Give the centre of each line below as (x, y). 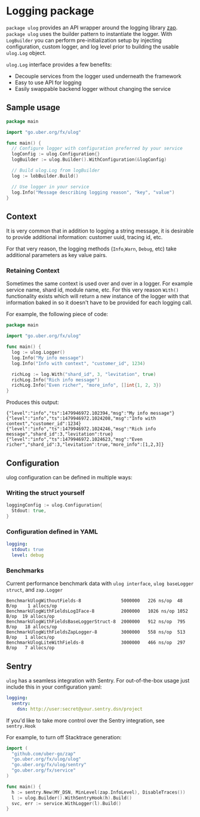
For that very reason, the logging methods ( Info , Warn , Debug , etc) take (92, 249)
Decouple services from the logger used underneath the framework (98, 76)
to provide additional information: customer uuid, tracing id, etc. (84, 237)
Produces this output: (33, 402)
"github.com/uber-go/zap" (44, 754)
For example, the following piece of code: (57, 314)
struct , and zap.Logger (35, 590)
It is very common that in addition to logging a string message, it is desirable (100, 231)
